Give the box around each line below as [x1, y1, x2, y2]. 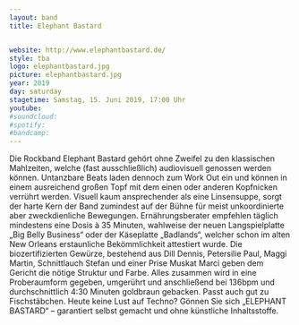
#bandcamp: [9, 129, 50, 138]
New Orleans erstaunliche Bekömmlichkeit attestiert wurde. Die [9, 239, 243, 250]
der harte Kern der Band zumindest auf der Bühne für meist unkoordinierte [9, 201, 285, 211]
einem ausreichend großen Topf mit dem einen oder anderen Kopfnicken [9, 182, 278, 192]
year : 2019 [9, 79, 50, 88]
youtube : [9, 104, 42, 113]
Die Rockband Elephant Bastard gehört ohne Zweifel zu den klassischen [9, 153, 276, 164]
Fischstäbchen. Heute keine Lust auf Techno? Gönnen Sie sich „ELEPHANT [9, 296, 287, 307]
